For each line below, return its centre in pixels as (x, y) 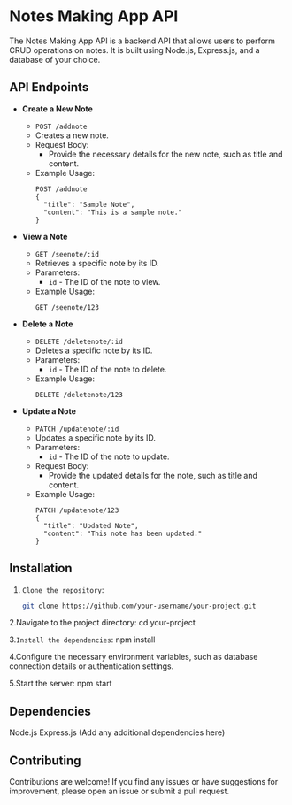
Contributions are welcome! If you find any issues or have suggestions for (144, 782)
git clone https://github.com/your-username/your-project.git (139, 606)
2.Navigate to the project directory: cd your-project (103, 623)
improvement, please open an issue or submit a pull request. (119, 791)
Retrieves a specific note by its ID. (97, 263)
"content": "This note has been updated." (123, 533)
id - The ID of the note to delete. (108, 369)
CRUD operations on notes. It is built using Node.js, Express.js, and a (134, 50)
